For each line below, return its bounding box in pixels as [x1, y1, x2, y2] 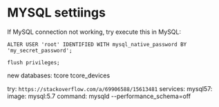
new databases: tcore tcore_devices [7, 71, 111, 79]
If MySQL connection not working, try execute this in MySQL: [7, 28, 182, 36]
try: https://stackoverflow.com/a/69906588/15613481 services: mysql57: [7, 84, 213, 93]
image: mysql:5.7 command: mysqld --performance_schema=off [7, 92, 191, 100]
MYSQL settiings [7, 5, 106, 21]
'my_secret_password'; [7, 47, 73, 54]
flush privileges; [7, 59, 60, 66]
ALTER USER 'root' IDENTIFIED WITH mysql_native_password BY [7, 41, 187, 48]
